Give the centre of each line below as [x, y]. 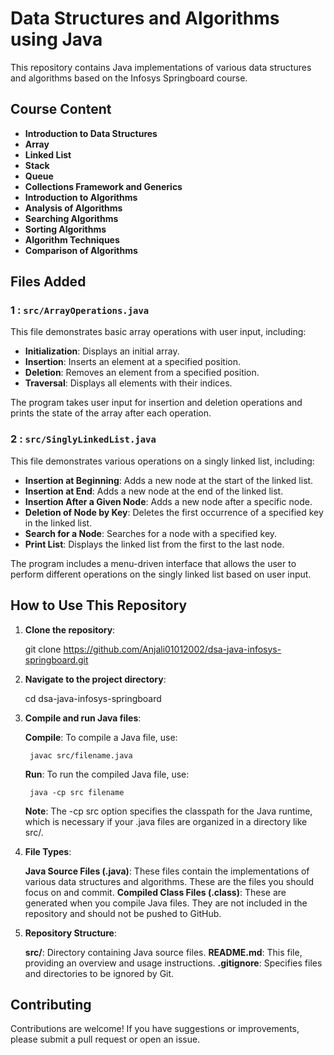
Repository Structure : [70, 933]
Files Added [48, 282]
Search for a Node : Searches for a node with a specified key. [151, 533]
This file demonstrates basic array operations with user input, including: [158, 332]
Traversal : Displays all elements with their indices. [128, 383]
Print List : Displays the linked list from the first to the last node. [154, 544]
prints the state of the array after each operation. [111, 413]
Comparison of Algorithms [81, 250]
